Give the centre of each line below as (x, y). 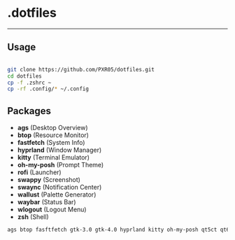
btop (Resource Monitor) (53, 135)
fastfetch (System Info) (51, 143)
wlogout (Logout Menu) (52, 210)
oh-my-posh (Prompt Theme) (60, 165)
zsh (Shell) (33, 217)
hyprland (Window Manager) (59, 150)
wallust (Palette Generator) (57, 195)
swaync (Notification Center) (59, 188)
